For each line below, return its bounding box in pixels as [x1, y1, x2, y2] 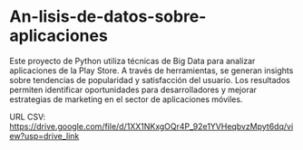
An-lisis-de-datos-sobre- [9, 6, 207, 27]
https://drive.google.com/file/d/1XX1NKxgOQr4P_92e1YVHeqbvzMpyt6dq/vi [9, 120, 294, 132]
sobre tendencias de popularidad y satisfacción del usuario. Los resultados [9, 74, 290, 85]
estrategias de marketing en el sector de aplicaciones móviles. [9, 93, 243, 105]
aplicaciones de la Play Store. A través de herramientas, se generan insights [9, 65, 294, 76]
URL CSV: [9, 111, 46, 122]
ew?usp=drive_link [9, 130, 80, 141]
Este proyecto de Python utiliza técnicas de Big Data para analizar [9, 55, 256, 66]
